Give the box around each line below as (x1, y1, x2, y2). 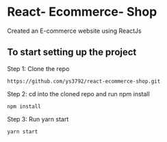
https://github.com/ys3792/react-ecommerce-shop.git (7, 78, 161, 85)
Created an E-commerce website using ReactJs (7, 27, 142, 35)
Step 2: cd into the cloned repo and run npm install (7, 89, 151, 98)
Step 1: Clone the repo (7, 64, 70, 72)
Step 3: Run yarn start (7, 115, 69, 123)
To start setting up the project (7, 46, 137, 58)
